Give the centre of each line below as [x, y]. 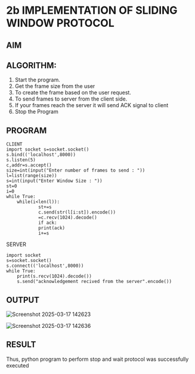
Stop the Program [36, 112]
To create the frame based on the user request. [73, 93]
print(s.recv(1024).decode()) [55, 276]
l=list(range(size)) [32, 176]
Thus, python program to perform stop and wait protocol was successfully [97, 359]
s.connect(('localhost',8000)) [45, 266]
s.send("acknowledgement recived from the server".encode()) [94, 282]
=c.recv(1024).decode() [67, 218]
